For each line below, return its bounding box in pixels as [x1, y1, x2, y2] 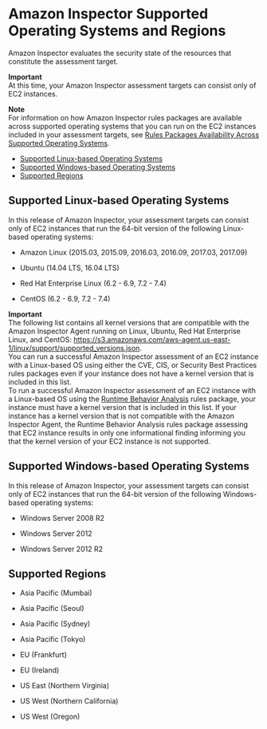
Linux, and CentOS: [8, 334, 73, 344]
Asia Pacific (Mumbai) [19, 588, 93, 598]
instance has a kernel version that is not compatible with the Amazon [8, 411, 235, 420]
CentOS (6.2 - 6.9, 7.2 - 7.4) [19, 294, 111, 303]
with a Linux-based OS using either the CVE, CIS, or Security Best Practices [8, 360, 257, 369]
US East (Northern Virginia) [19, 681, 110, 691]
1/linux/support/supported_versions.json [8, 343, 140, 353]
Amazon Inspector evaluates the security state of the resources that [8, 48, 232, 57]
